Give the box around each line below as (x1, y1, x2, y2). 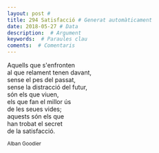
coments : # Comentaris (7, 42, 76, 49)
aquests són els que (7, 112, 64, 121)
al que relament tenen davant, (7, 68, 92, 76)
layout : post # (7, 10, 51, 17)
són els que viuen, (7, 90, 59, 99)
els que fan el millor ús (7, 98, 72, 105)
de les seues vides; (7, 105, 62, 113)
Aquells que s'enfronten (7, 61, 76, 69)
